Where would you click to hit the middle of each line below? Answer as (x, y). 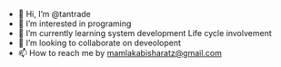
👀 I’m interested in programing (75, 24)
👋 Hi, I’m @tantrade (54, 14)
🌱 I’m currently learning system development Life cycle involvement (145, 33)
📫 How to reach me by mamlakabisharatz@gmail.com (120, 53)
